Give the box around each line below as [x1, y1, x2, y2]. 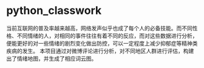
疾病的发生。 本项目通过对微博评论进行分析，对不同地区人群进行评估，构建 [6, 47, 194, 55]
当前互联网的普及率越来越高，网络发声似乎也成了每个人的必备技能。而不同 [6, 24, 192, 32]
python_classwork [6, 4, 102, 18]
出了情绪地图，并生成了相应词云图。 [6, 55, 97, 62]
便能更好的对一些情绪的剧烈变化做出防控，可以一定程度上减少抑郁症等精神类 [6, 39, 198, 47]
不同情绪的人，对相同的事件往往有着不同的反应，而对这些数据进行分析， [16, 32, 198, 39]
